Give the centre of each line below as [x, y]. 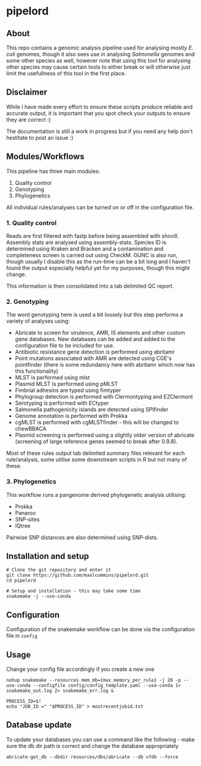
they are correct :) [28, 119]
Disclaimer [27, 92]
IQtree [23, 526]
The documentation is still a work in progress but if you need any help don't [100, 131]
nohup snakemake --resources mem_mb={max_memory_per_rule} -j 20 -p [94, 680]
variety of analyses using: [38, 321]
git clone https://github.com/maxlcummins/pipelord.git [77, 575]
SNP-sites [27, 519]
